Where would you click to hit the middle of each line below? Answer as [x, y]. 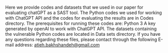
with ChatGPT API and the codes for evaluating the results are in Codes [79, 18]
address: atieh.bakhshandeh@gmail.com [57, 45]
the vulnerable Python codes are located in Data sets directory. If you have [83, 34]
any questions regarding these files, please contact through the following [81, 39]
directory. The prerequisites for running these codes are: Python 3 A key [80, 23]
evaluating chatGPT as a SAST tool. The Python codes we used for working [84, 13]
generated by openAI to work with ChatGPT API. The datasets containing [81, 29]
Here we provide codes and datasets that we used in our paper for [74, 7]
